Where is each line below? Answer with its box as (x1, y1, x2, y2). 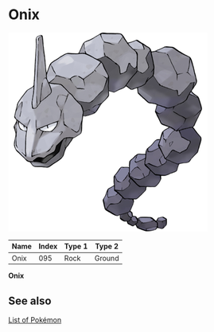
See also (8, 294, 52, 307)
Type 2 (95, 241, 119, 252)
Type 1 (64, 241, 88, 252)
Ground (94, 253, 119, 263)
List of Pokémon (8, 315, 62, 324)
